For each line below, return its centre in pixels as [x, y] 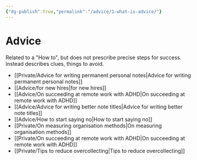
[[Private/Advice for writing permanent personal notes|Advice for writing [103, 75]
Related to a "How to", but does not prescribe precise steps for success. [93, 57]
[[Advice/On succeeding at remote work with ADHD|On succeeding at [99, 94]
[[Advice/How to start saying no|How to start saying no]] [83, 119]
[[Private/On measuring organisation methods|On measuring [88, 126]
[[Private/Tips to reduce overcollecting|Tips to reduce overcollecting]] [99, 151]
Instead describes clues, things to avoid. [55, 63]
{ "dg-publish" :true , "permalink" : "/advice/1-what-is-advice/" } [84, 12]
